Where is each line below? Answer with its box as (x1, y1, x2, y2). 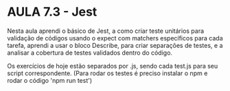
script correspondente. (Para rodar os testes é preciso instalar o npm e (7, 69, 208, 77)
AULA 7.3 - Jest (7, 4, 97, 20)
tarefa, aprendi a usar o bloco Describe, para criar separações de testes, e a (7, 41, 223, 49)
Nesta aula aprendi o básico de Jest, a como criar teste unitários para (7, 27, 205, 35)
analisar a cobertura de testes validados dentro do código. (7, 49, 173, 57)
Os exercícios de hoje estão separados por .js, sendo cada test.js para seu (7, 62, 218, 70)
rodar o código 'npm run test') (7, 76, 93, 84)
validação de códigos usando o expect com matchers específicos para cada (7, 34, 223, 42)
